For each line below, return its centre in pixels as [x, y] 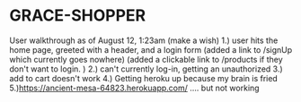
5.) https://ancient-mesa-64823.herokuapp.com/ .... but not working [134, 88]
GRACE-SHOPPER [78, 16]
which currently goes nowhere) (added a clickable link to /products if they [146, 59]
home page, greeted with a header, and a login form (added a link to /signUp [151, 49]
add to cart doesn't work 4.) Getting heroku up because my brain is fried [144, 78]
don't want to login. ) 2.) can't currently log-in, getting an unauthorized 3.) [146, 69]
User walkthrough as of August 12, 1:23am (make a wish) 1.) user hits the [144, 40]
